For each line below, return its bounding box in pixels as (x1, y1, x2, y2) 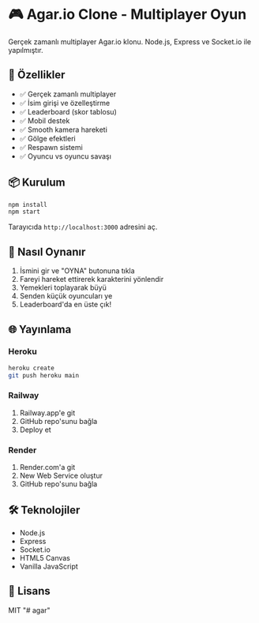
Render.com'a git (19, 463, 76, 472)
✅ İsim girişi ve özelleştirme (19, 98, 111, 107)
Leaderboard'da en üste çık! (19, 300, 112, 310)
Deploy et (19, 425, 51, 434)
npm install (8, 201, 47, 208)
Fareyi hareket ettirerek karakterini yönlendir (19, 275, 164, 284)
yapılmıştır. (8, 45, 43, 54)
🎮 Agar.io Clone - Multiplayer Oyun (8, 6, 247, 24)
